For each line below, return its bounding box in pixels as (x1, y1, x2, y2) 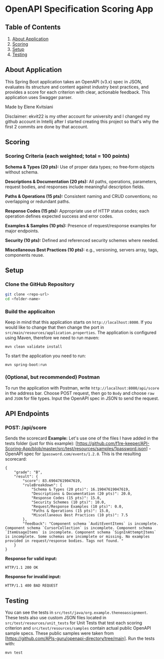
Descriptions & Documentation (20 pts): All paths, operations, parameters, (5, 178, 158, 184)
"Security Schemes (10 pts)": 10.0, (31, 500, 106, 505)
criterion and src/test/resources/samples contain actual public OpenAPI (5, 625, 151, 631)
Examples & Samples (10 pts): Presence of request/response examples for (5, 222, 157, 228)
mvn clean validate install (5, 344, 63, 349)
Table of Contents (5, 23, 61, 31)
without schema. (5, 169, 39, 175)
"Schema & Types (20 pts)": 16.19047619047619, (31, 487, 131, 492)
